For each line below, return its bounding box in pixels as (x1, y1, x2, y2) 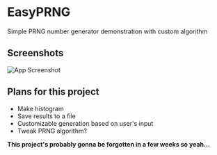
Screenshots (7, 47, 64, 59)
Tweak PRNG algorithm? (17, 127, 88, 135)
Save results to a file (17, 112, 77, 120)
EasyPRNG (7, 4, 71, 20)
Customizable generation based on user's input (17, 119, 154, 127)
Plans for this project (7, 86, 99, 98)
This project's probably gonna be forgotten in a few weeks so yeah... (7, 140, 211, 148)
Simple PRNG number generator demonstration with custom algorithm (7, 27, 208, 35)
